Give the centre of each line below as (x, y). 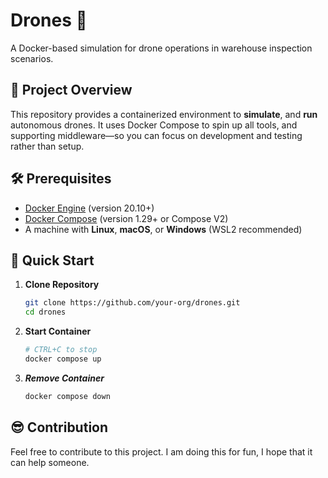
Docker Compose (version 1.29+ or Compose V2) (126, 218)
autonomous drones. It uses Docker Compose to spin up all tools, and (154, 125)
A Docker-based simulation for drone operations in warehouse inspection (161, 48)
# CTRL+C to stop (61, 350)
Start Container (58, 331)
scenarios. (32, 58)
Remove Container (64, 378)
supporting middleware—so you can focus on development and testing (156, 135)
